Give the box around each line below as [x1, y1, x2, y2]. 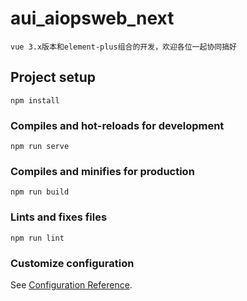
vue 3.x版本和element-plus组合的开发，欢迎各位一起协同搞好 [10, 42, 237, 52]
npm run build [10, 187, 70, 197]
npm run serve [10, 142, 70, 152]
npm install [10, 95, 60, 106]
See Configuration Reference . [10, 278, 133, 291]
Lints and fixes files [10, 210, 108, 224]
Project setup [10, 69, 97, 86]
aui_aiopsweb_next [10, 7, 175, 30]
